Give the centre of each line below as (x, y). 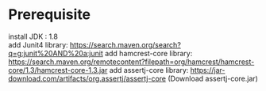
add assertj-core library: (149, 70)
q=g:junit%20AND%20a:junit (56, 53)
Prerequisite (50, 15)
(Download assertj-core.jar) (213, 78)
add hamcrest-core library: (148, 53)
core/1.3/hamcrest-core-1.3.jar (58, 70)
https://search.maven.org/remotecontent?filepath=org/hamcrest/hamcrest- (131, 62)
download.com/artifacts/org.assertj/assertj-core (87, 78)
